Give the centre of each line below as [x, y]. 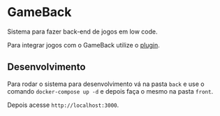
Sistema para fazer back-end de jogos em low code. [83, 31]
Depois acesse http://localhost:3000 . [63, 105]
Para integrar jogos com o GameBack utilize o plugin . [83, 45]
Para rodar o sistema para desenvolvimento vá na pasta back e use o [106, 84]
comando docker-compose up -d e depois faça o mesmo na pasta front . [110, 91]
